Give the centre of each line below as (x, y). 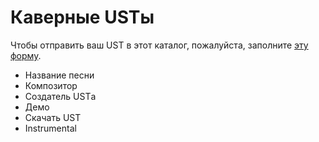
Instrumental (50, 128)
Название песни (59, 75)
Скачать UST (53, 117)
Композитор (51, 85)
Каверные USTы (82, 17)
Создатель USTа (60, 96)
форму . (26, 55)
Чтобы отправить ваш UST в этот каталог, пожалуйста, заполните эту (159, 45)
